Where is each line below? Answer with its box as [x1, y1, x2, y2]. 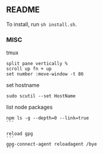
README [6, 5, 40, 15]
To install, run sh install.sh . [6, 20, 77, 27]
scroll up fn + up [6, 66, 52, 72]
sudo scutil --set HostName [6, 93, 76, 99]
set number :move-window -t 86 [6, 71, 84, 77]
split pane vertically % [6, 61, 68, 67]
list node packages [6, 104, 53, 111]
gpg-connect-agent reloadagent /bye [6, 141, 97, 147]
